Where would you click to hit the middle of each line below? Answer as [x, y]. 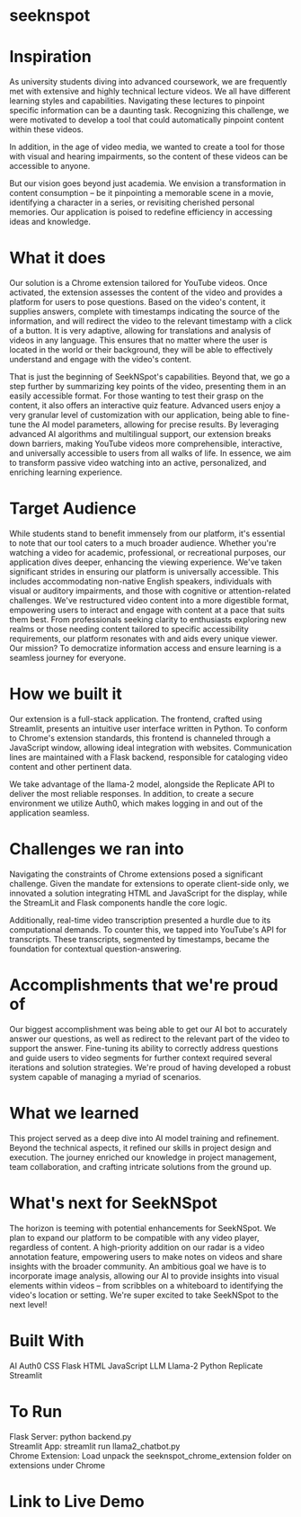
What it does [58, 258]
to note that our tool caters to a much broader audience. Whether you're [143, 543]
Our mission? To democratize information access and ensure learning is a [145, 648]
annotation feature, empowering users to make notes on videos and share [146, 1256]
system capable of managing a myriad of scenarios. [106, 1076]
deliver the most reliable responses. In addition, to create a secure [132, 793]
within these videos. [46, 129]
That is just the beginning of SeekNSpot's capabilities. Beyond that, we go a [150, 377]
